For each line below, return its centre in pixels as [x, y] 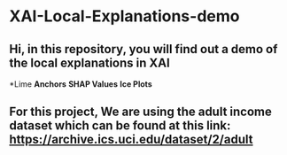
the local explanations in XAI [89, 62]
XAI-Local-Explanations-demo [124, 16]
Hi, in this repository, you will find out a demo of [143, 49]
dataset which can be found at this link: [120, 126]
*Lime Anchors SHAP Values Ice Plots [81, 84]
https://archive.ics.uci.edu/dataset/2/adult [131, 139]
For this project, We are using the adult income [141, 112]
